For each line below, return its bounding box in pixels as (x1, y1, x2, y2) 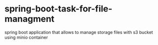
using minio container (4, 34, 48, 40)
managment (4, 13, 55, 24)
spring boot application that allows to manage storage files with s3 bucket (4, 29, 153, 35)
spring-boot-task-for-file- (4, 3, 113, 14)
